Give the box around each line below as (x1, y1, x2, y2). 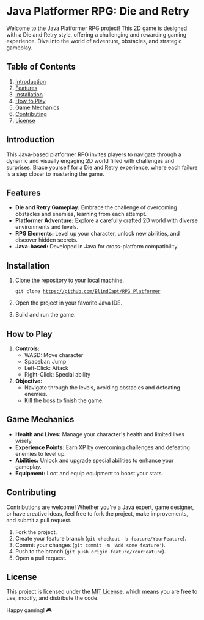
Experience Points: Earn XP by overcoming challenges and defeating (15, 444, 191, 451)
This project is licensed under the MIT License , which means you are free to (6, 588, 198, 596)
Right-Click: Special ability (24, 371, 90, 378)
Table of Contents (6, 62, 76, 72)
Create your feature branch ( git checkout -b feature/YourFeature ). (15, 535, 187, 542)
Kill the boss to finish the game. (24, 397, 104, 404)
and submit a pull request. (6, 516, 72, 524)
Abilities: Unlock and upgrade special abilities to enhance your (15, 456, 174, 464)
